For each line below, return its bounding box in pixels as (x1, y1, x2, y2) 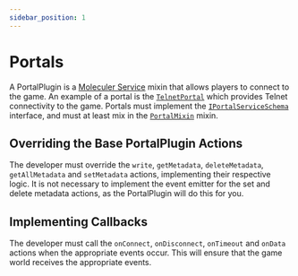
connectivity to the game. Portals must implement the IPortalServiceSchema (9, 100, 289, 111)
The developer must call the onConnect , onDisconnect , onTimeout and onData (9, 238, 286, 249)
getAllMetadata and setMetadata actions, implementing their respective (9, 169, 271, 180)
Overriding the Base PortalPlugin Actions (9, 135, 243, 151)
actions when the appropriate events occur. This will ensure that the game (9, 247, 283, 258)
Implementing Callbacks (9, 214, 148, 229)
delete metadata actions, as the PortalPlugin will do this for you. (9, 188, 244, 199)
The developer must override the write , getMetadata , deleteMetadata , (9, 160, 264, 170)
